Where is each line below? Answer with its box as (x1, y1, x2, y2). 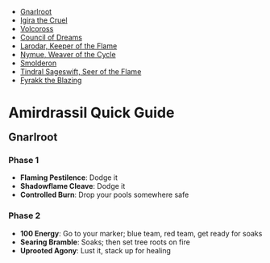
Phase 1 (8, 154, 39, 165)
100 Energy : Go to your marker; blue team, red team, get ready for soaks (19, 228, 263, 238)
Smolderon (19, 58, 57, 68)
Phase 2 (8, 210, 41, 221)
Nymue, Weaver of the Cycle (19, 50, 116, 59)
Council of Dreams (19, 32, 83, 42)
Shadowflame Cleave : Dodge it (19, 182, 126, 191)
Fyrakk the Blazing (19, 76, 82, 85)
